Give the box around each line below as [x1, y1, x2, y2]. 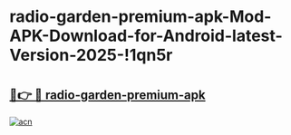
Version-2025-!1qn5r [9, 45, 173, 65]
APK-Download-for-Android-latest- [9, 25, 283, 46]
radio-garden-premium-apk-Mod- [9, 6, 272, 27]
